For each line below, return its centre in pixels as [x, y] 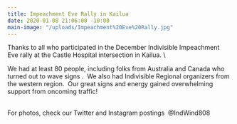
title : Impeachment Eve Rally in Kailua [68, 14]
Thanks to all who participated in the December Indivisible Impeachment [114, 48]
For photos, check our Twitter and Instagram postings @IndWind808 [109, 113]
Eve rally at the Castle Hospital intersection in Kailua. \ [86, 55]
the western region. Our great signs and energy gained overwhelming [110, 84]
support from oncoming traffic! [53, 92]
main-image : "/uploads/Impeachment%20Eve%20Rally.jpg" [90, 27]
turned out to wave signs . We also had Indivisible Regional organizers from [118, 76]
